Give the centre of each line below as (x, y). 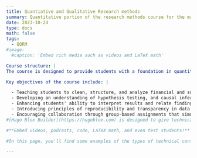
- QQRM (19, 45)
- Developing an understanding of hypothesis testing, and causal (94, 98)
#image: (16, 50)
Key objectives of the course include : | (57, 82)
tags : (13, 39)
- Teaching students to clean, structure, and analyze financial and (98, 93)
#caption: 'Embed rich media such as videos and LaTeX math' (88, 55)
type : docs (19, 28)
